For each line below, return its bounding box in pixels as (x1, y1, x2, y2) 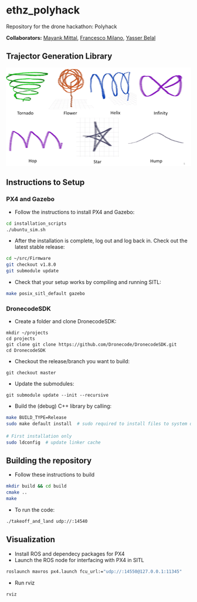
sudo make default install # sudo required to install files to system (6, 421, 188, 427)
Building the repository (6, 455, 92, 465)
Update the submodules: (14, 380, 74, 387)
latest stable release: (14, 243, 65, 251)
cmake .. (6, 489, 28, 496)
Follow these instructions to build (14, 471, 95, 478)
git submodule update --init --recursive (6, 393, 109, 398)
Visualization (6, 535, 56, 544)
